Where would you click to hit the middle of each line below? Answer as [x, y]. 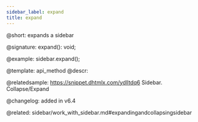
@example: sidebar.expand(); [43, 59]
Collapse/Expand [28, 88]
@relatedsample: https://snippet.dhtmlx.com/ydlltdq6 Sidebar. [84, 82]
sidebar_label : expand [35, 12]
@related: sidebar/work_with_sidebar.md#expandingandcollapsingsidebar [99, 112]
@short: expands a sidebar [40, 35]
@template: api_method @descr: [47, 70]
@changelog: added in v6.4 [41, 101]
